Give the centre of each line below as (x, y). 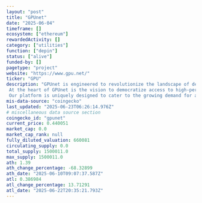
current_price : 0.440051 (37, 124)
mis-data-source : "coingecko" (44, 101)
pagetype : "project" (32, 68)
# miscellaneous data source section (54, 112)
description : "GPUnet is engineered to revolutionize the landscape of (98, 85)
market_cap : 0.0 (26, 129)
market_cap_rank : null (35, 135)
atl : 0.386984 (24, 180)
